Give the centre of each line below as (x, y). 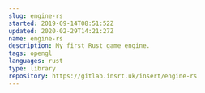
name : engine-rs (36, 38)
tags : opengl (30, 53)
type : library (32, 69)
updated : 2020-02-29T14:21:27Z (61, 31)
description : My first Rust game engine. (79, 46)
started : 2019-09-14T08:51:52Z (61, 23)
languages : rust (36, 61)
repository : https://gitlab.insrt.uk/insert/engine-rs (103, 76)
